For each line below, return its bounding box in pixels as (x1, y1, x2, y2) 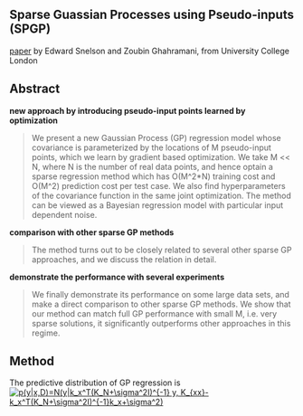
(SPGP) (9, 22, 52, 37)
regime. (31, 327, 61, 338)
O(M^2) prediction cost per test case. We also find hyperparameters (31, 180, 287, 191)
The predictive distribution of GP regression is (9, 377, 181, 388)
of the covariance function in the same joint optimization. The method (31, 190, 291, 201)
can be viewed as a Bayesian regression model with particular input (31, 199, 284, 211)
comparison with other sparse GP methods (9, 226, 175, 238)
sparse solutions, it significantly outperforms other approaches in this (31, 317, 291, 328)
